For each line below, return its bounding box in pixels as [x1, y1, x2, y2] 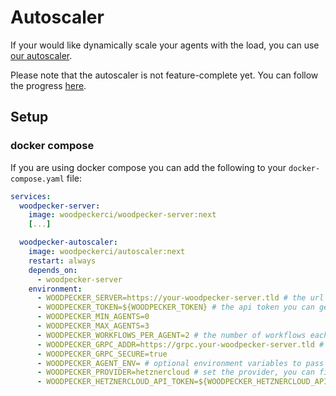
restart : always [28, 256, 97, 266]
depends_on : [28, 265, 78, 275]
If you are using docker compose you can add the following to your [10, 161, 287, 173]
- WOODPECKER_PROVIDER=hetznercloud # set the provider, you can [36, 367, 315, 378]
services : [10, 191, 52, 201]
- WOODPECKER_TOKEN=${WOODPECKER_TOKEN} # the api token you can [36, 302, 315, 313]
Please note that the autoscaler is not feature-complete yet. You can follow [10, 69, 319, 81]
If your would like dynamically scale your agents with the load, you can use [10, 39, 320, 51]
